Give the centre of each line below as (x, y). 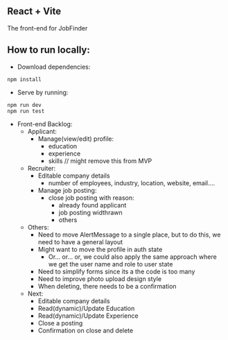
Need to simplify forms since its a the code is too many (116, 271)
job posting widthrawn (90, 212)
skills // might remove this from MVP (100, 161)
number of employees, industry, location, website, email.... (132, 182)
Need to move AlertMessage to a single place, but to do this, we (129, 235)
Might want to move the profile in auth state (100, 249)
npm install (24, 79)
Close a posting (60, 323)
